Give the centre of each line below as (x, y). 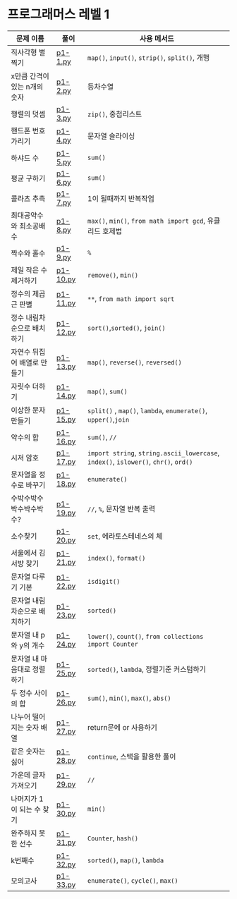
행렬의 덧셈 (28, 114)
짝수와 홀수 (28, 253)
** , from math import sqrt (131, 298)
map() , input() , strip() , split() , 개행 (148, 57)
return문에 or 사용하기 (122, 727)
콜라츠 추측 (28, 198)
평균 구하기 (28, 178)
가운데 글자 (28, 775)
